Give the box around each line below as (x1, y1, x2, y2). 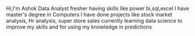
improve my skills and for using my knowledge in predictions (6, 23, 152, 30)
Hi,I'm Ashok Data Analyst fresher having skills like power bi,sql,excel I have (6, 5, 189, 12)
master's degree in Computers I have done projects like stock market (6, 11, 173, 18)
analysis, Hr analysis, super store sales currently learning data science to (6, 17, 183, 24)
